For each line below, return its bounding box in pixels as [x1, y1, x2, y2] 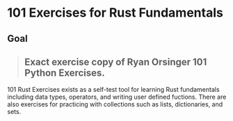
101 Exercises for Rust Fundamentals [7, 5, 224, 21]
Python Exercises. [24, 67, 106, 79]
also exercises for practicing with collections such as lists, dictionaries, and [7, 100, 223, 108]
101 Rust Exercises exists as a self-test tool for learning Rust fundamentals [7, 86, 220, 94]
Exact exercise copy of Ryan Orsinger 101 [24, 56, 207, 67]
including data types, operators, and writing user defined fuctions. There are [7, 92, 227, 102]
